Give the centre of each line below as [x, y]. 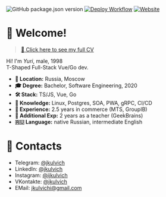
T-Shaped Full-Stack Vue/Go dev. [47, 67]
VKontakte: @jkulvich [41, 182]
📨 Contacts [34, 146]
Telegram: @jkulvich [40, 163]
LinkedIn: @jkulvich [39, 169]
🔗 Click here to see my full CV [57, 49]
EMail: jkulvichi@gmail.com [48, 188]
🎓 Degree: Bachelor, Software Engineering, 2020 [76, 85]
